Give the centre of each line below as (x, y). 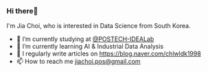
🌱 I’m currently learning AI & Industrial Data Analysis (90, 47)
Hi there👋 (22, 11)
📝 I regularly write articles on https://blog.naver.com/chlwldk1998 (109, 53)
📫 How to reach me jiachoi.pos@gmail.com (79, 62)
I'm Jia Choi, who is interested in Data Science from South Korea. (99, 26)
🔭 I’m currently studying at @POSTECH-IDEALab (85, 39)
